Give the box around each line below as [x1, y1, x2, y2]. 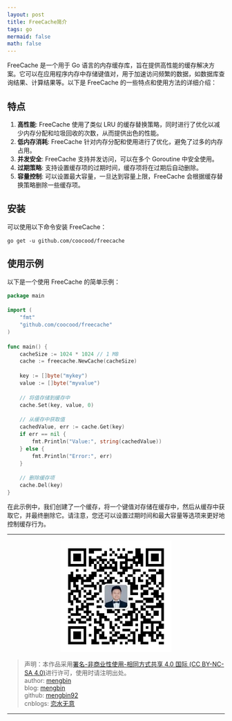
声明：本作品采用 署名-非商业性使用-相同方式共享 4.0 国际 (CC [23, 660, 201, 668]
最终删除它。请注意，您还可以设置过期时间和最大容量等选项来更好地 [30, 511, 225, 520]
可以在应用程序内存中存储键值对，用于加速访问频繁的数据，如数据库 [25, 70, 219, 78]
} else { [19, 445, 45, 453]
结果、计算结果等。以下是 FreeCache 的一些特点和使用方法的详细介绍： [12, 78, 217, 86]
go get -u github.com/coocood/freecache [7, 237, 126, 244]
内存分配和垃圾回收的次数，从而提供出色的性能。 [23, 129, 163, 137]
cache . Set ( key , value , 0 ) [19, 401, 95, 408]
